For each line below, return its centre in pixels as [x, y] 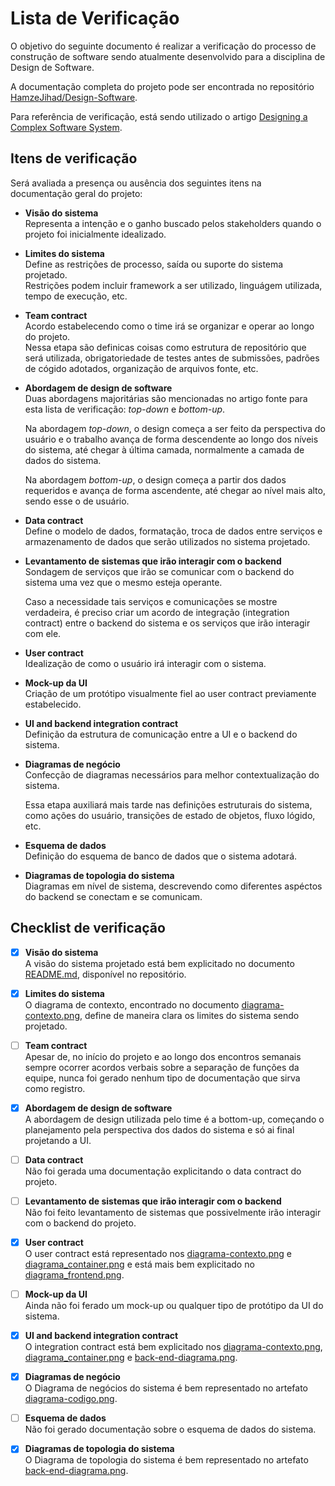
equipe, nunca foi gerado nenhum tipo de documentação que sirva [162, 1078]
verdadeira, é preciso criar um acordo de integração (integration [157, 612]
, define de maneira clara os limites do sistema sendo [189, 1015]
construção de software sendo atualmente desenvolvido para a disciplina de [168, 56]
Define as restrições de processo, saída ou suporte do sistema [154, 264]
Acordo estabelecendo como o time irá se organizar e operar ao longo [169, 326]
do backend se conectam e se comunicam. [113, 896]
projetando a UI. [58, 1140]
